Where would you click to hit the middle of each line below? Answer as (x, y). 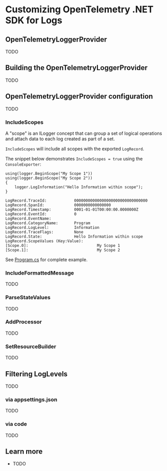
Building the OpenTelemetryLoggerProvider (76, 68)
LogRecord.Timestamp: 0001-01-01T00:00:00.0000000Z (72, 209)
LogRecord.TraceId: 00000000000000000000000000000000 (76, 201)
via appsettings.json (31, 400)
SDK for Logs (34, 20)
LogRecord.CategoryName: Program (48, 223)
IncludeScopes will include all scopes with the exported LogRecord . (75, 149)
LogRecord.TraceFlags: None (44, 232)
